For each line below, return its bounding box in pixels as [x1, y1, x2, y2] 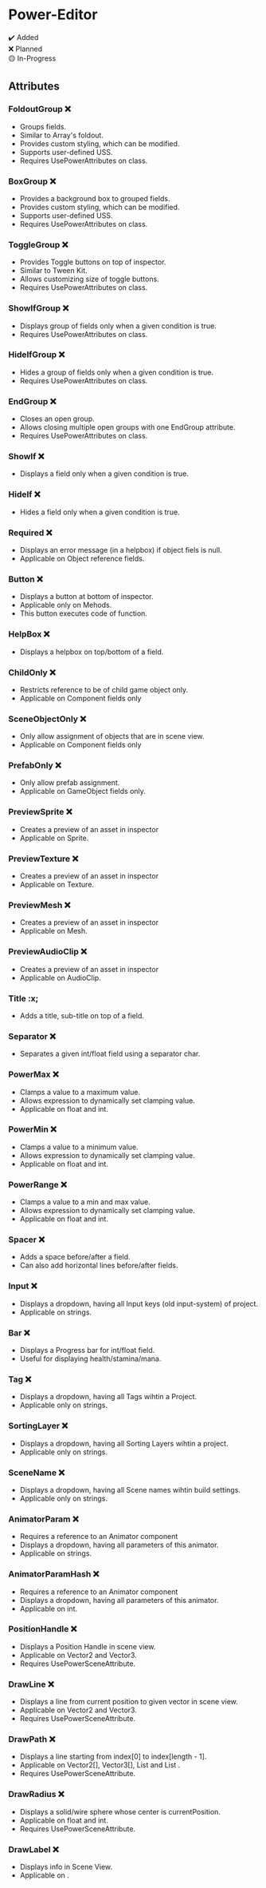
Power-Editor [8, 6, 98, 24]
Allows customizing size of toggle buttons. [19, 274, 159, 284]
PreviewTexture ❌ [8, 853, 79, 864]
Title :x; [8, 993, 38, 1004]
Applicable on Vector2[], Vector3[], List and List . [19, 1760, 181, 1770]
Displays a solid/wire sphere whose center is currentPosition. [19, 1807, 221, 1816]
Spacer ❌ [8, 1234, 45, 1245]
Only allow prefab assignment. [19, 778, 120, 787]
